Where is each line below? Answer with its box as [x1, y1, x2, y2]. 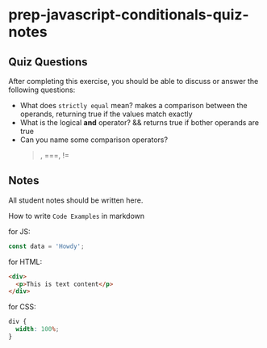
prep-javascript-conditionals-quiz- [8, 6, 249, 24]
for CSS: [8, 302, 36, 312]
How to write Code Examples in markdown [8, 211, 145, 220]
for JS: [8, 226, 31, 236]
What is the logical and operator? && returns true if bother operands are [19, 118, 260, 127]
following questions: [8, 85, 76, 94]
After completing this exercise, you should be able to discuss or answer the [8, 77, 259, 86]
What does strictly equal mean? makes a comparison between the [19, 101, 248, 110]
